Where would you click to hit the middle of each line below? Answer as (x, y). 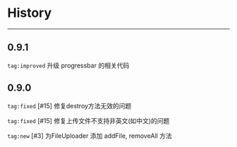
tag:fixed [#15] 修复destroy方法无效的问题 (69, 106)
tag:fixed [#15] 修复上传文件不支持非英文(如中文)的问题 (89, 120)
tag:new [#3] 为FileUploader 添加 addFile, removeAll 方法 (90, 136)
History (30, 13)
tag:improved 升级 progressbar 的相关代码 (68, 65)
